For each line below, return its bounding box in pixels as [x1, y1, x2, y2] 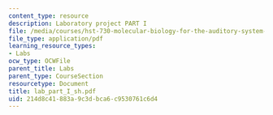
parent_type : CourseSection [8, 72, 104, 80]
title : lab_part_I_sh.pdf [8, 87, 96, 96]
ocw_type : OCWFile [8, 57, 71, 66]
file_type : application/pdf [8, 34, 104, 43]
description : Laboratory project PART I [8, 19, 148, 28]
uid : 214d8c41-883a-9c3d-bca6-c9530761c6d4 [8, 95, 158, 103]
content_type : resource [8, 11, 89, 20]
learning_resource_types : [8, 42, 96, 50]
